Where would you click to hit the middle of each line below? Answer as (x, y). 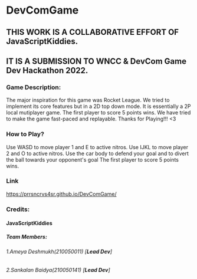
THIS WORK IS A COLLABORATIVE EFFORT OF (92, 32)
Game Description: (34, 87)
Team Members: (27, 237)
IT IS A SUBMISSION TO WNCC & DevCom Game (96, 61)
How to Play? (25, 134)
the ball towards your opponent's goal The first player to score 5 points (92, 159)
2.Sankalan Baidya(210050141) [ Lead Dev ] (58, 270)
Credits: (18, 209)
